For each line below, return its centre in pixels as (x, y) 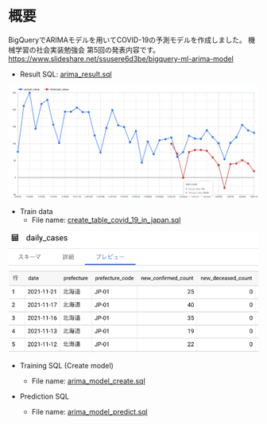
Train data (36, 211)
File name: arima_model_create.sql (88, 381)
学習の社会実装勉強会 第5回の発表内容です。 (87, 49)
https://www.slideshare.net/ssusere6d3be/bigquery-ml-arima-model (121, 58)
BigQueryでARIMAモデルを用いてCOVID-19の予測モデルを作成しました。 (127, 40)
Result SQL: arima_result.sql (66, 74)
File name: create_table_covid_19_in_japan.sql (106, 220)
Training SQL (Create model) (66, 366)
